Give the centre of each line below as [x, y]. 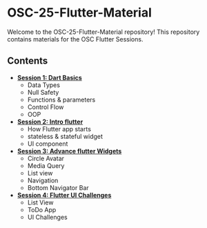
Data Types [44, 85]
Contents [28, 61]
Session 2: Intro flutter [50, 122]
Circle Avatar [46, 158]
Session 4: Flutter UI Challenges [64, 195]
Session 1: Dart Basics [50, 77]
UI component [48, 144]
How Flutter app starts [59, 129]
